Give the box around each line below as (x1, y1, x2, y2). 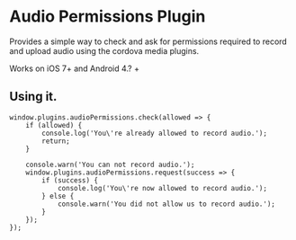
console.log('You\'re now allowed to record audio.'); (57, 183, 268, 192)
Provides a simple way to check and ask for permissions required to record (9, 36, 288, 47)
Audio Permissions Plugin (9, 6, 206, 27)
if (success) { (41, 175, 99, 185)
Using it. (9, 89, 58, 104)
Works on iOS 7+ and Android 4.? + (9, 63, 139, 74)
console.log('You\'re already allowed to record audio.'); (41, 129, 268, 138)
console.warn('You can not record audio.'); (25, 160, 195, 169)
